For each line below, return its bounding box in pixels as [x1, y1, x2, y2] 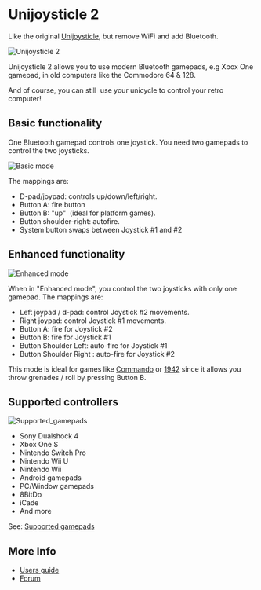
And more [19, 507, 53, 516]
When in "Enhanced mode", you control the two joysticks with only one [8, 284, 237, 293]
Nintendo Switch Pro [19, 448, 86, 457]
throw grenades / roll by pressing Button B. [8, 372, 147, 382]
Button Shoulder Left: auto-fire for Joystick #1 [19, 340, 168, 350]
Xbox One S [19, 440, 59, 449]
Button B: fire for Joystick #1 [19, 332, 111, 342]
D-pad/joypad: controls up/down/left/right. [19, 191, 158, 201]
